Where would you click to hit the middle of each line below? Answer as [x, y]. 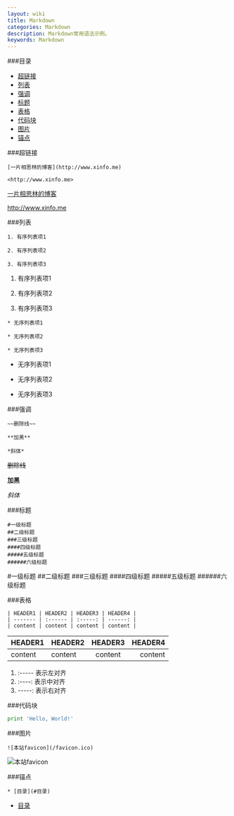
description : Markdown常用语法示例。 [59, 34]
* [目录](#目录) [29, 791]
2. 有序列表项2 [27, 251]
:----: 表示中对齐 [41, 682]
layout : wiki [26, 14]
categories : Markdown [39, 27]
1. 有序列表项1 [27, 237]
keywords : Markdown [36, 40]
